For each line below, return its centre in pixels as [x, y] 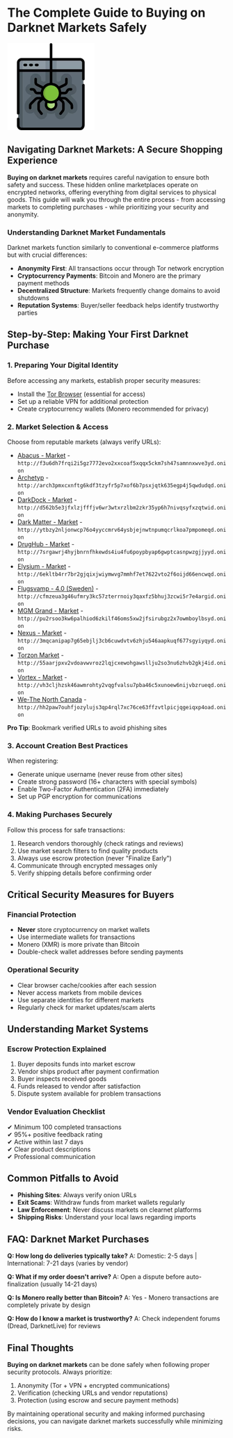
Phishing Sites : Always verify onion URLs [77, 1195]
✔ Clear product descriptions [49, 1149]
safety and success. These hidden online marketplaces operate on [103, 184]
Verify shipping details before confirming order [85, 873]
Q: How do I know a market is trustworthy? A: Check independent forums [114, 1319]
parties [27, 313]
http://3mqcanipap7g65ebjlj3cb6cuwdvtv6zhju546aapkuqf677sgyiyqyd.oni [122, 641]
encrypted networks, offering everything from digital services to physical [112, 192]
